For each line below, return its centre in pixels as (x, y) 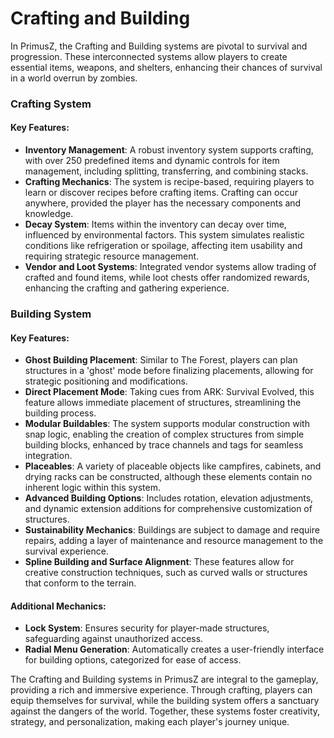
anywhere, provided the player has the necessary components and (163, 203)
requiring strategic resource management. (112, 256)
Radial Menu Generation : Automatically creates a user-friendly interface (174, 649)
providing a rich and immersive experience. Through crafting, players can (161, 690)
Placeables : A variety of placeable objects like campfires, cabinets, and (173, 466)
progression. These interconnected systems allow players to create (149, 56)
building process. (60, 413)
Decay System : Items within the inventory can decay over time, (155, 224)
